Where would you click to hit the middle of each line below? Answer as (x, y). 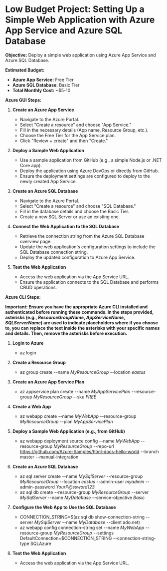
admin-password (37, 487)
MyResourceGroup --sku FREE (65, 397)
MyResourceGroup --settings (83, 533)
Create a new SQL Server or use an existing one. (70, 217)
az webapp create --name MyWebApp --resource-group (78, 416)
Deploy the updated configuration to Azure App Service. (78, 257)
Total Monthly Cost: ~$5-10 (41, 90)
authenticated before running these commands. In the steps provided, (79, 312)
